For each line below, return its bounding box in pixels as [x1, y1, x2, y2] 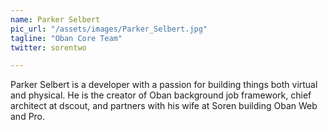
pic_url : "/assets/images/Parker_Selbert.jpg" [10, 24, 208, 34]
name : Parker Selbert [10, 14, 101, 25]
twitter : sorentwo [10, 42, 87, 53]
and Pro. [10, 111, 46, 123]
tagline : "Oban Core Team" [10, 33, 123, 43]
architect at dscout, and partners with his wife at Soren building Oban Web [10, 100, 318, 112]
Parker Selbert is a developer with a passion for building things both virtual [10, 79, 318, 91]
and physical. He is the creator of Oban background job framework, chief [10, 89, 312, 101]
